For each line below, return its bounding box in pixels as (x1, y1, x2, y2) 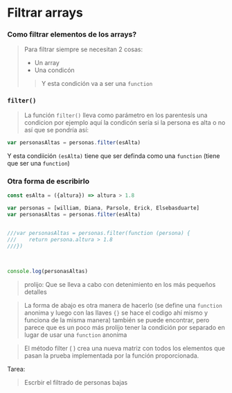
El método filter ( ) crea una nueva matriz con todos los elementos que (24, 344, 225, 352)
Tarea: (7, 365, 26, 373)
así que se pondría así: (24, 125, 89, 134)
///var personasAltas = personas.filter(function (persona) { (7, 230, 190, 237)
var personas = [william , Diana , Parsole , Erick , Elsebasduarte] (7, 204, 199, 211)
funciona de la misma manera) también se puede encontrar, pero (24, 315, 210, 324)
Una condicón (34, 66, 75, 74)
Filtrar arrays (7, 5, 83, 21)
